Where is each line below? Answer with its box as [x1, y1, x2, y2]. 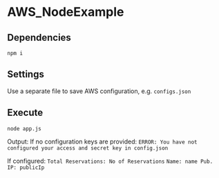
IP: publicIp [7, 164, 45, 171]
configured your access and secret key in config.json [7, 144, 169, 152]
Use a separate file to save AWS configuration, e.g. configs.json [7, 87, 191, 95]
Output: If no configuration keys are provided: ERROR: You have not [7, 137, 198, 146]
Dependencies [7, 32, 71, 43]
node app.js [7, 125, 41, 132]
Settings [7, 68, 45, 80]
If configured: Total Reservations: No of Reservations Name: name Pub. [7, 157, 213, 165]
